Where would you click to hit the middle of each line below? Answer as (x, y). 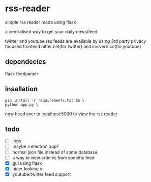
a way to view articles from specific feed (53, 157)
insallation (21, 89)
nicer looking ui (28, 169)
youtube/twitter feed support (42, 174)
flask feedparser (22, 74)
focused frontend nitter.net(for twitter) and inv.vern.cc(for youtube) (73, 46)
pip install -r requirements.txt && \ (45, 100)
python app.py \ (22, 104)
